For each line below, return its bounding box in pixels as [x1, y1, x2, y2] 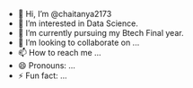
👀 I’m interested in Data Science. [17, 18, 139, 29]
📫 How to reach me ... [17, 48, 101, 57]
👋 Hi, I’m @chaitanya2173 [17, 9, 112, 19]
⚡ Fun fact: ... [17, 70, 67, 81]
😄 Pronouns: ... [17, 60, 76, 71]
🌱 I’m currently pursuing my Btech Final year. [17, 28, 184, 38]
